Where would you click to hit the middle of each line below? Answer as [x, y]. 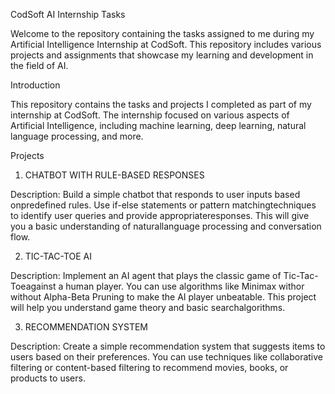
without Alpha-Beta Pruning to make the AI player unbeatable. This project [163, 297]
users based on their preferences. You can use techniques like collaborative [166, 357]
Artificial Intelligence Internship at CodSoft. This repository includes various [166, 44]
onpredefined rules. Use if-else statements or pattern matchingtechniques [163, 205]
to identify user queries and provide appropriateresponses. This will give [160, 215]
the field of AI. [39, 65]
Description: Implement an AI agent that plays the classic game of [146, 275]
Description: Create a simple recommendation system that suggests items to [168, 346]
